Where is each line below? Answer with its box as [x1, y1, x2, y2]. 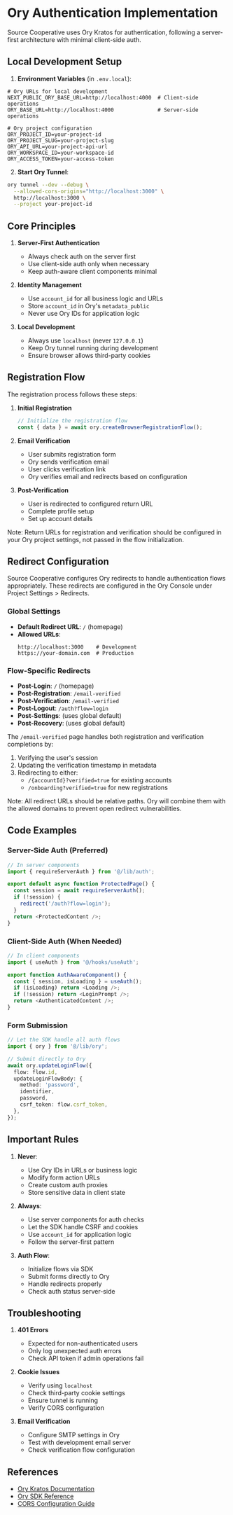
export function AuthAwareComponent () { [7, 971, 127, 978]
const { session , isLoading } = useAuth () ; [13, 978, 142, 985]
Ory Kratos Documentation [17, 1485, 95, 1493]
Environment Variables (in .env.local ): [17, 74, 132, 83]
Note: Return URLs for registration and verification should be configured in [7, 527, 222, 537]
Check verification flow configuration [27, 1446, 135, 1454]
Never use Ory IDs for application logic [27, 310, 140, 318]
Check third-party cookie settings [27, 1389, 126, 1397]
